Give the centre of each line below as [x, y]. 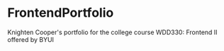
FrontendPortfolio [61, 13]
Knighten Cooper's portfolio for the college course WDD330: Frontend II [112, 32]
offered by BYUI [31, 39]
